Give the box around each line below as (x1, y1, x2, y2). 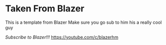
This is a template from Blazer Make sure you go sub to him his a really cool (5, 19, 162, 25)
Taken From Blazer (5, 3, 85, 14)
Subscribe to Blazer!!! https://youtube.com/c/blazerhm (5, 34, 119, 40)
